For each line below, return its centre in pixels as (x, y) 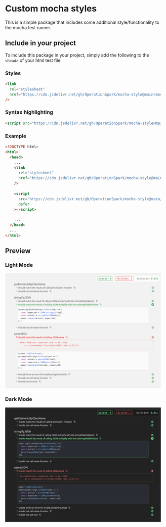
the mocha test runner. (28, 27)
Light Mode (19, 265)
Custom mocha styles (51, 9)
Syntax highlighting (29, 112)
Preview (18, 251)
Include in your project (41, 43)
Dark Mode (19, 399)
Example (16, 136)
